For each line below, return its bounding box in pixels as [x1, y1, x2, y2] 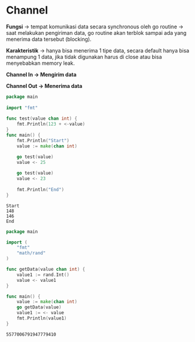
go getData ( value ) [16, 304, 62, 310]
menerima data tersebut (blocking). [6, 35, 92, 42]
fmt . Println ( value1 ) [16, 315, 67, 321]
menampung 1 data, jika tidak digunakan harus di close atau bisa [6, 53, 163, 60]
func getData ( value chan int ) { [6, 267, 85, 272]
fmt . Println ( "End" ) [16, 186, 65, 192]
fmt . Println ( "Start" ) [16, 137, 69, 143]
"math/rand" [16, 250, 46, 256]
